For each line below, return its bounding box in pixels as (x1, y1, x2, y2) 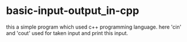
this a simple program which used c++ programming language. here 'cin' (6, 23, 182, 30)
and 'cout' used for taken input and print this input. (6, 29, 129, 36)
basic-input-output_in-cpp (6, 4, 139, 17)
